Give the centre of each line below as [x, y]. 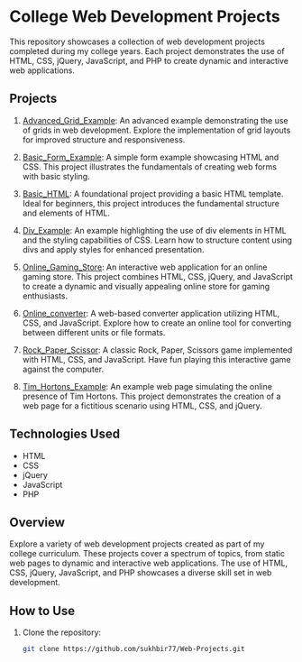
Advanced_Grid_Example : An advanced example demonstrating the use [155, 120]
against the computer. [63, 369]
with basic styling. [56, 176]
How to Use [42, 611]
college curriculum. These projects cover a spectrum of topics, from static [147, 554]
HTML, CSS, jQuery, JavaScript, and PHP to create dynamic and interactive [149, 60]
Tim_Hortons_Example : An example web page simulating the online [147, 386]
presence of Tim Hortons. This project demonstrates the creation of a [151, 396]
